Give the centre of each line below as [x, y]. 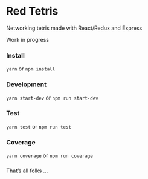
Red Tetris [32, 11]
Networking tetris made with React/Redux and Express [74, 28]
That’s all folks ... [27, 171]
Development [27, 84]
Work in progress [28, 39]
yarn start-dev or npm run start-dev [52, 98]
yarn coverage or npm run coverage [50, 155]
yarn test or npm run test [39, 126]
